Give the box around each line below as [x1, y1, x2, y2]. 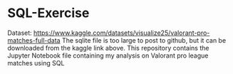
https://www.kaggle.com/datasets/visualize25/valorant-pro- [33, 28, 210, 37]
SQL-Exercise [7, 5, 90, 21]
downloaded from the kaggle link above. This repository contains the [7, 43, 209, 52]
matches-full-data [7, 36, 61, 44]
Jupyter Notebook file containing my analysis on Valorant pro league [7, 51, 209, 60]
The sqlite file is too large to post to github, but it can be [61, 36, 227, 44]
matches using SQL [7, 58, 65, 67]
